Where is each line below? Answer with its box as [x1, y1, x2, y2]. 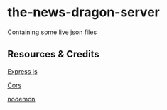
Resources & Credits [7, 48, 99, 60]
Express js [7, 67, 38, 75]
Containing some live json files [7, 28, 97, 36]
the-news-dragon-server [7, 4, 160, 21]
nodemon [7, 94, 36, 103]
